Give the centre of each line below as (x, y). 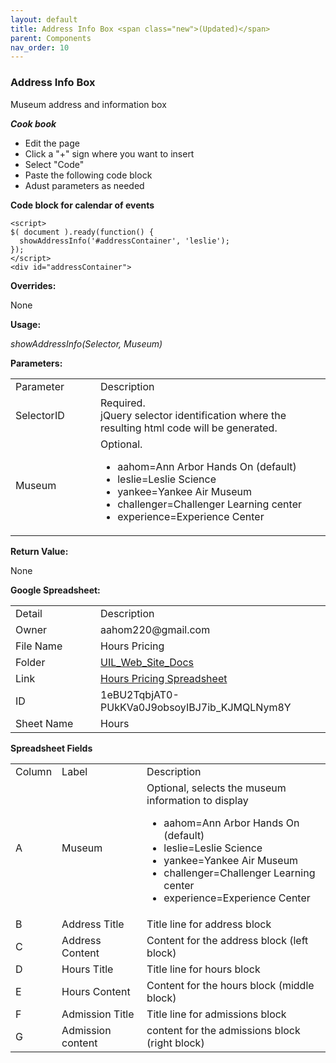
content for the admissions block (223, 1030)
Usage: (26, 324)
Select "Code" (54, 164)
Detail (29, 613)
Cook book (33, 123)
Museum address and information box (88, 104)
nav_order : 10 (40, 47)
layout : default (44, 19)
